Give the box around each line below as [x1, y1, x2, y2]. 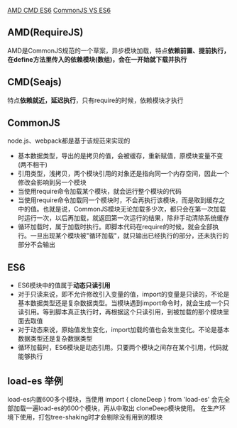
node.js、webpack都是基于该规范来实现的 [7, 136, 131, 145]
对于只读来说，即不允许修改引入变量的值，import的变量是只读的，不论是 [17, 290, 230, 299]
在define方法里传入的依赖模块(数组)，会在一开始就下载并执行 [7, 55, 187, 63]
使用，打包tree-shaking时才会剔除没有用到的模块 [19, 413, 163, 422]
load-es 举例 [7, 375, 64, 387]
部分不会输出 [17, 241, 55, 249]
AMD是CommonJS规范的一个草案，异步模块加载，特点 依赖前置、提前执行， [7, 46, 231, 55]
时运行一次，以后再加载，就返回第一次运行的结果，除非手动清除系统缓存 [17, 214, 229, 222]
